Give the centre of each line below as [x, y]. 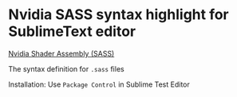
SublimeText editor [72, 31]
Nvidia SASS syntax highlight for [118, 15]
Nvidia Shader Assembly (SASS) [61, 53]
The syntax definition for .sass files [67, 68]
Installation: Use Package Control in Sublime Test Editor [99, 84]
